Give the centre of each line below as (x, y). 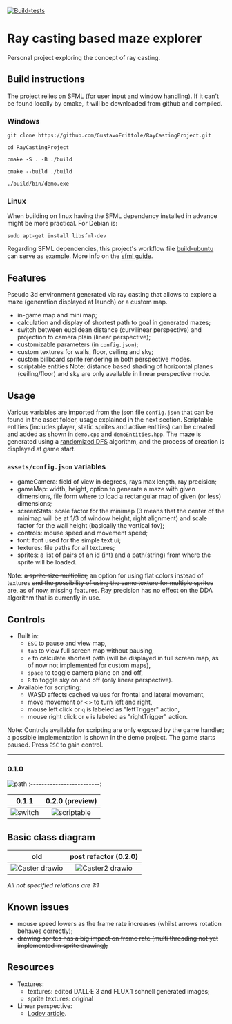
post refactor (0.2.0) (104, 857)
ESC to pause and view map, (67, 643)
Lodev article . (47, 1013)
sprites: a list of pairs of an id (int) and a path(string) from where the (114, 555)
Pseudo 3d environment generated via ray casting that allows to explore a (112, 295)
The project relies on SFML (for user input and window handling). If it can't (113, 96)
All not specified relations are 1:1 (53, 885)
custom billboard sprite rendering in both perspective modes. (104, 360)
